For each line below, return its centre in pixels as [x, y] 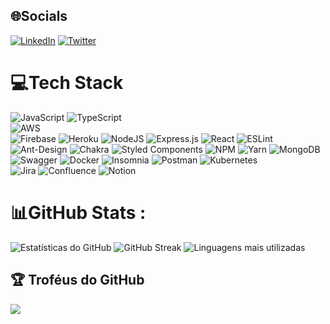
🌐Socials [39, 16]
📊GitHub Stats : [78, 212]
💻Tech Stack [67, 83]
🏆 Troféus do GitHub [77, 280]
